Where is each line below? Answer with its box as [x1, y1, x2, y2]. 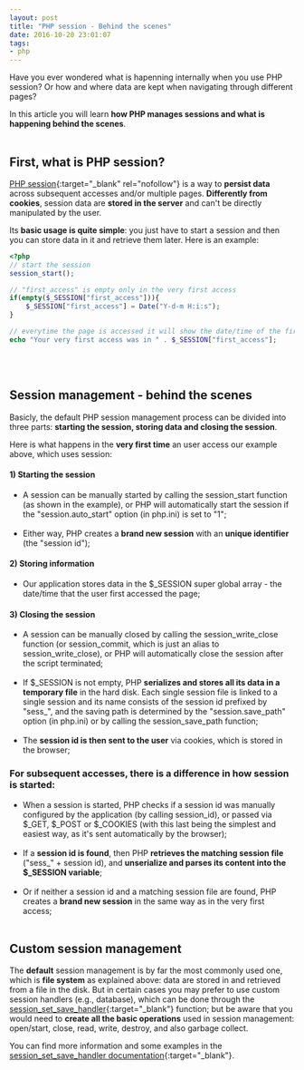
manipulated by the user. [9, 207, 102, 218]
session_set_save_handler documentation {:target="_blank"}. [9, 1050, 235, 1061]
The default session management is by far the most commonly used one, [9, 965, 283, 976]
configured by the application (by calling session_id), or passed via [22, 809, 273, 820]
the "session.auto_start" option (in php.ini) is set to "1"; [22, 509, 227, 520]
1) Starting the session [9, 469, 96, 481]
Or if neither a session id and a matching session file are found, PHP [22, 886, 277, 897]
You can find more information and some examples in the [9, 1040, 223, 1052]
